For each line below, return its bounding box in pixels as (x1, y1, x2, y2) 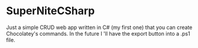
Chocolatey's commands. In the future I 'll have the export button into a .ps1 (6, 30, 190, 37)
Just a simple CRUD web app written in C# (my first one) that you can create (6, 24, 193, 31)
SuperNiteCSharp (6, 4, 95, 18)
